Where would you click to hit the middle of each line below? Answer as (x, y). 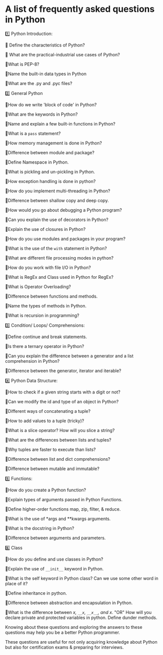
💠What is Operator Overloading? (38, 286)
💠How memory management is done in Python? (54, 143)
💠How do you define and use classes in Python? (54, 559)
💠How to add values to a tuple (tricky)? (45, 421)
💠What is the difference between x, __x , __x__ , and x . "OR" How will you (78, 612)
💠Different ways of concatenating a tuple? (48, 411)
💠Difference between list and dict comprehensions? (58, 459)
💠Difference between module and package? (50, 152)
